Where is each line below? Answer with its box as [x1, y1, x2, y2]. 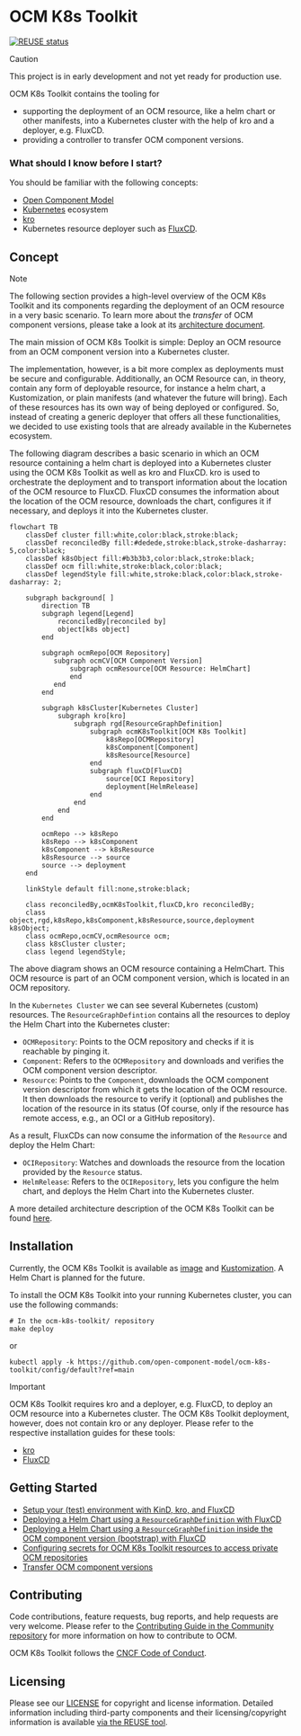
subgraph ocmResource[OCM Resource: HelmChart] [69, 664, 252, 673]
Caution [9, 53, 39, 64]
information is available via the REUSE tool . [9, 1717, 168, 1728]
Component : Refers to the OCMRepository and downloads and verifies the [22, 1055, 285, 1066]
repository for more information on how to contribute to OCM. [9, 1630, 238, 1642]
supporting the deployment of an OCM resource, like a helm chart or [22, 105, 276, 116]
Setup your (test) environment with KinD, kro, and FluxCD [22, 1504, 235, 1515]
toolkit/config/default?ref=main [9, 1365, 135, 1375]
